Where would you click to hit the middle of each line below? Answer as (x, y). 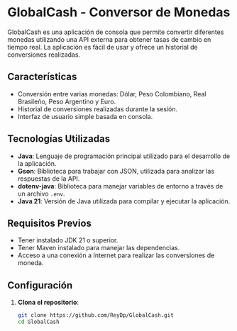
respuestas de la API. (49, 179)
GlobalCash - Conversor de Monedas (119, 12)
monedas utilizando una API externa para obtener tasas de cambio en (109, 39)
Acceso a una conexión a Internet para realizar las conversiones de (116, 255)
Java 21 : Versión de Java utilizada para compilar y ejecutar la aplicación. (124, 201)
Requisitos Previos (50, 223)
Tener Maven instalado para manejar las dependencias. (99, 248)
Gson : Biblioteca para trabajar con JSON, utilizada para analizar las (116, 171)
